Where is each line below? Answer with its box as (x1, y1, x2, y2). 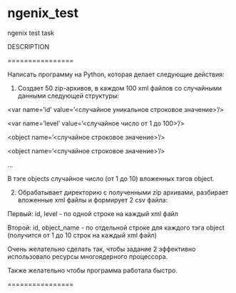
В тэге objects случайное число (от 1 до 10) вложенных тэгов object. (7, 174, 215, 183)
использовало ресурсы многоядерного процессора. (7, 252, 168, 261)
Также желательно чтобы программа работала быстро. (7, 266, 178, 274)
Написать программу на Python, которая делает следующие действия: (7, 70, 225, 78)
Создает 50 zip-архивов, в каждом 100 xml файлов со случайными (17, 83, 222, 92)
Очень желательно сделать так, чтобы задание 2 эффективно (7, 245, 196, 253)
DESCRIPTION (7, 42, 50, 51)
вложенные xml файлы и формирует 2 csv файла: (17, 195, 168, 204)
